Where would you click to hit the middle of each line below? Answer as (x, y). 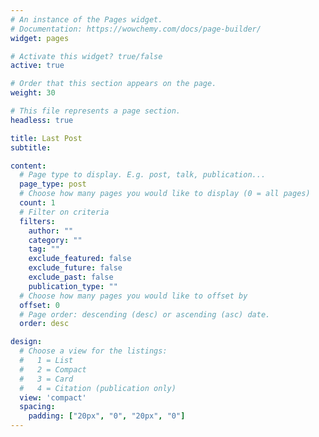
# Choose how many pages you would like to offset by (133, 296)
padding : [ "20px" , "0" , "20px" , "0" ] (107, 416)
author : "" (51, 231)
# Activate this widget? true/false (86, 56)
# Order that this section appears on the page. (113, 84)
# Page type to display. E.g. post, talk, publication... (143, 175)
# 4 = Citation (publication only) (98, 388)
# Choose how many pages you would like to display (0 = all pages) (165, 194)
